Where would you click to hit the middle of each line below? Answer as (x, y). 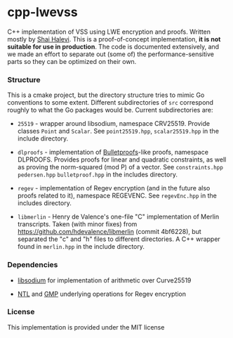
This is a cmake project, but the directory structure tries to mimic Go (106, 95)
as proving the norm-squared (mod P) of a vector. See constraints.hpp (120, 167)
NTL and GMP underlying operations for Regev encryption (102, 294)
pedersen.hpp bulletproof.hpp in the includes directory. (97, 175)
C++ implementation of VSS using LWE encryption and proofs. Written (109, 32)
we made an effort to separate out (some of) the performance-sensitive (111, 54)
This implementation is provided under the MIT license (86, 327)
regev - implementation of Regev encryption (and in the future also (114, 188)
